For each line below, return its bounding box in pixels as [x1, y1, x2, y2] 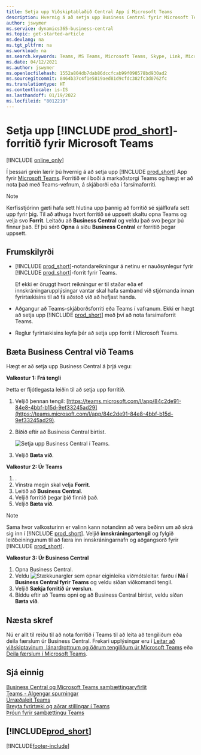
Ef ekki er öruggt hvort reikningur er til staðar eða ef [14, 281, 144, 288]
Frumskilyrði [6, 246, 54, 257]
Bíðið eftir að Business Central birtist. [14, 428, 106, 435]
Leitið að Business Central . [14, 488, 83, 495]
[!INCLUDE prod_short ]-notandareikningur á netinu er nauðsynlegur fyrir [14, 263, 193, 270]
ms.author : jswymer [6, 64, 55, 71]
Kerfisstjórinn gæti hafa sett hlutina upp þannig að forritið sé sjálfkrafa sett [6, 204, 190, 211]
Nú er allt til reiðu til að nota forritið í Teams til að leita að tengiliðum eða [6, 631, 182, 638]
